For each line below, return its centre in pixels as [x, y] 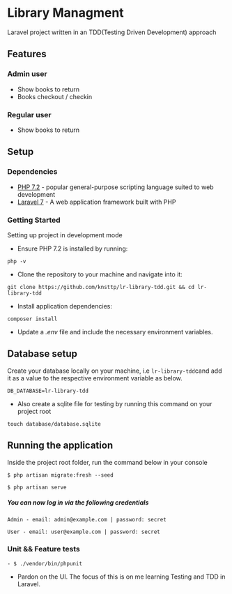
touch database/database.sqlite [54, 424]
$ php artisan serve [37, 487]
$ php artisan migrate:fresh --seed [60, 475]
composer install [32, 319]
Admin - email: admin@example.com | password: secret [87, 519]
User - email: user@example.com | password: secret [84, 532]
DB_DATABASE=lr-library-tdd [48, 391]
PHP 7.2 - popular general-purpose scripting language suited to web [115, 187]
